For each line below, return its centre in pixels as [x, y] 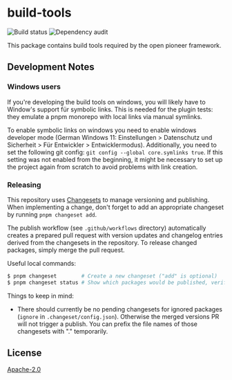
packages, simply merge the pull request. [66, 250]
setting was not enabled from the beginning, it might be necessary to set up [115, 159]
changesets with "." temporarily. [62, 331]
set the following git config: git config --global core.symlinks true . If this [115, 152]
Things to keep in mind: [40, 296]
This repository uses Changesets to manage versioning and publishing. [108, 199]
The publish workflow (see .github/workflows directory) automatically [107, 228]
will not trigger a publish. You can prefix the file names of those [107, 324]
